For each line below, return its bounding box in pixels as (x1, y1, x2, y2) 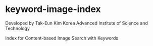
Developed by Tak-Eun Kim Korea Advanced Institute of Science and (5, 20, 148, 26)
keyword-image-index (5, 3, 101, 15)
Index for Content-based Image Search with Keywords (5, 35, 119, 41)
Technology (5, 25, 30, 31)
